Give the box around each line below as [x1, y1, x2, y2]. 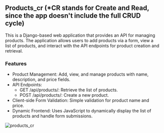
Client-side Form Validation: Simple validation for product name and [12, 98, 149, 104]
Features [5, 60, 27, 67]
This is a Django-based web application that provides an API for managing [5, 32, 156, 38]
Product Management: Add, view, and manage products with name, [12, 71, 149, 78]
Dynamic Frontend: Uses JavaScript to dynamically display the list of [12, 108, 151, 114]
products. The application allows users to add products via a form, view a [5, 37, 154, 43]
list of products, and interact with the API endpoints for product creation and [5, 43, 160, 49]
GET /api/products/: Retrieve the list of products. [19, 87, 118, 93]
